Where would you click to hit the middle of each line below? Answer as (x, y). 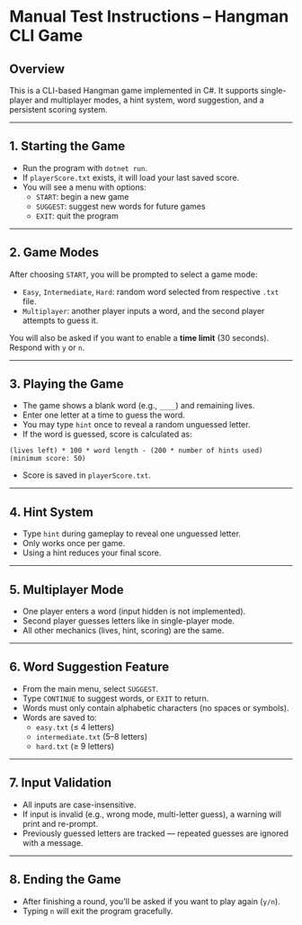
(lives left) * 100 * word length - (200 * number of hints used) (136, 451)
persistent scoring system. (58, 109)
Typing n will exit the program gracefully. (98, 911)
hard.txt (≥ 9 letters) (75, 746)
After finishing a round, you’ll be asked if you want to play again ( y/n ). (151, 901)
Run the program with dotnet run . (85, 167)
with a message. (53, 842)
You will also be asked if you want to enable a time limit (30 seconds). (139, 337)
